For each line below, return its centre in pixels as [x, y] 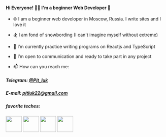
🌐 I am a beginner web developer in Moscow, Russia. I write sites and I [87, 19]
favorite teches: [23, 106]
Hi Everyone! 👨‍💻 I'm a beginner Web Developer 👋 [58, 8]
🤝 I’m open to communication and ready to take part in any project [82, 57]
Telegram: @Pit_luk [27, 80]
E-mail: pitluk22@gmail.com [37, 93]
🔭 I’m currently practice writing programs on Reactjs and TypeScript [84, 47]
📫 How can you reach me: [41, 67]
